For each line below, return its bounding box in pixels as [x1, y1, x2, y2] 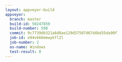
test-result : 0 [9, 49, 41, 54]
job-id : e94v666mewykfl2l [9, 35, 64, 40]
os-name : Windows [9, 44, 46, 49]
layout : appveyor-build [5, 7, 55, 12]
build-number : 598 [9, 26, 48, 31]
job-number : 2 [9, 40, 39, 45]
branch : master [9, 16, 41, 21]
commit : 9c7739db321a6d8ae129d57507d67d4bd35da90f [9, 30, 117, 35]
